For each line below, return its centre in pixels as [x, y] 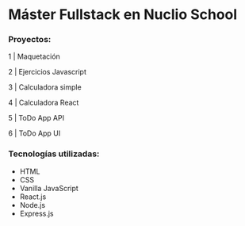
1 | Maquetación [34, 56]
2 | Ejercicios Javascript [48, 72]
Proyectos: [30, 40]
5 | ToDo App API [36, 118]
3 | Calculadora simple [45, 87]
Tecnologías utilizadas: [54, 154]
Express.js [36, 213]
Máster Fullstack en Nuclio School [123, 15]
